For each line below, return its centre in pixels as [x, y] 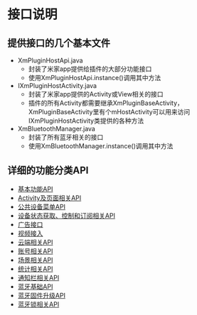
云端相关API [35, 242]
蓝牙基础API [35, 286]
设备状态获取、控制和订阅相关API [66, 215]
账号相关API [35, 251]
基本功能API [35, 189]
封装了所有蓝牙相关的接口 [66, 137]
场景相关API [35, 260]
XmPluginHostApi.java [50, 60]
